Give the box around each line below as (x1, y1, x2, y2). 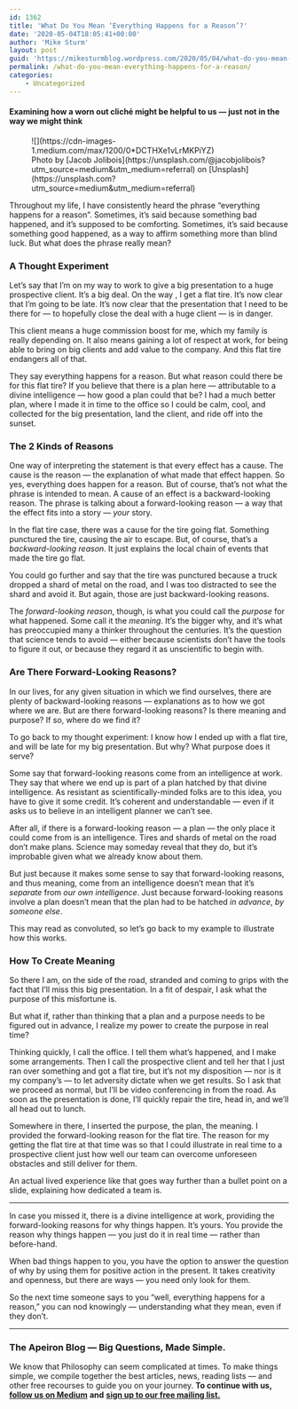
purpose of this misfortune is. (9, 994, 117, 1004)
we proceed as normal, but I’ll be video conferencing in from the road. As (9, 1084, 277, 1096)
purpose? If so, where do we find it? (9, 714, 141, 725)
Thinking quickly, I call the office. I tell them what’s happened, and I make (9, 1047, 277, 1058)
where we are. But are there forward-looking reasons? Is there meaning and (9, 704, 286, 715)
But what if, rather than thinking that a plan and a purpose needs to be (9, 1011, 265, 1021)
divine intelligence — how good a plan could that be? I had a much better (9, 390, 277, 400)
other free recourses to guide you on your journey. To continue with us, (9, 1381, 272, 1391)
